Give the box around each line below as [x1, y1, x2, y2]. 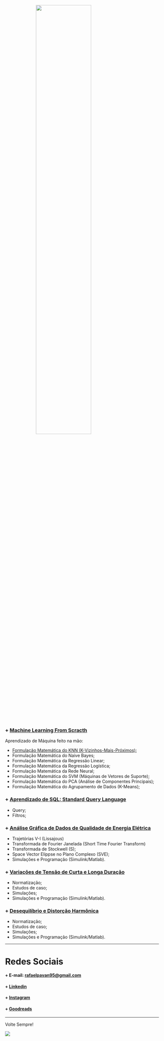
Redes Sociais [5, 956, 63, 967]
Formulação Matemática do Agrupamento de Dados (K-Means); [12, 784, 140, 790]
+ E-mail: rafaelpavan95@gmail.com [5, 973, 82, 978]
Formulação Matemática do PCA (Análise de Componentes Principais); [12, 778, 155, 784]
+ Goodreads [5, 1006, 32, 1012]
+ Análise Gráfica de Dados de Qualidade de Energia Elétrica [5, 824, 151, 831]
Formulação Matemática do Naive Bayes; [12, 753, 95, 758]
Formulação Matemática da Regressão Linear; [12, 758, 105, 764]
